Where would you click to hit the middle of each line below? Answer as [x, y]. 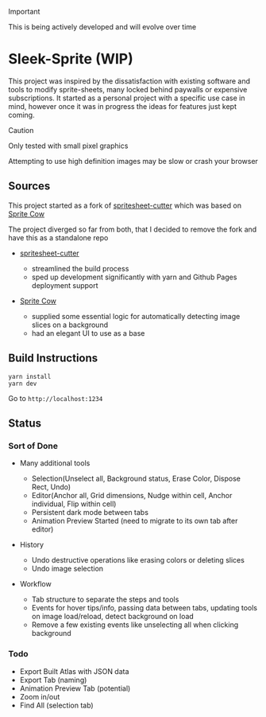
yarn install [30, 376]
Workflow [35, 584]
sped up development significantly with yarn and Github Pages [134, 277]
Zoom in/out [40, 696]
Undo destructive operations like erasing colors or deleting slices [138, 560]
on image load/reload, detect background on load [113, 617]
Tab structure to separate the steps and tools [105, 599]
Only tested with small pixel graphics [68, 146]
